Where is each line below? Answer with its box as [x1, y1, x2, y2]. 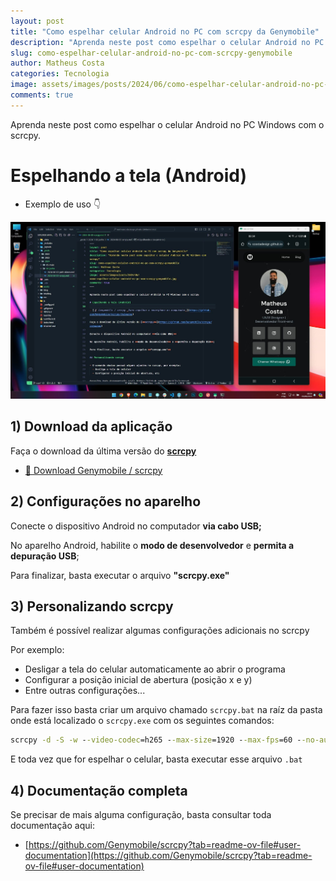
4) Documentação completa [10, 782, 188, 799]
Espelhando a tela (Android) [10, 164, 247, 187]
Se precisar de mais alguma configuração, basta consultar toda [10, 809, 272, 821]
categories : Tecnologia [10, 69, 110, 79]
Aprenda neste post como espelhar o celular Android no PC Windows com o [10, 118, 325, 130]
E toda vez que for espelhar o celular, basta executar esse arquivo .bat [10, 753, 303, 765]
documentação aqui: [10, 820, 95, 832]
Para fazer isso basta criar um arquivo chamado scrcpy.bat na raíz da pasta [10, 704, 323, 716]
